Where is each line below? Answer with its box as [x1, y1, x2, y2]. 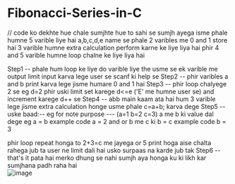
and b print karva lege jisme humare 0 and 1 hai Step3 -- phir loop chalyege [7, 79, 227, 88]
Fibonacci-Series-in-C [7, 5, 143, 21]
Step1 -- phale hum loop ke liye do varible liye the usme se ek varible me [7, 64, 218, 73]
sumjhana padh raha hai [7, 161, 78, 169]
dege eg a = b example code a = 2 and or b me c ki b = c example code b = [7, 117, 227, 125]
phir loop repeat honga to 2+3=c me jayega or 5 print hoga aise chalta [7, 138, 212, 146]
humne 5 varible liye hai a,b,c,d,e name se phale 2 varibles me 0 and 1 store [7, 35, 228, 44]
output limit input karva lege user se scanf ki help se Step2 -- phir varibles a [7, 72, 229, 81]
